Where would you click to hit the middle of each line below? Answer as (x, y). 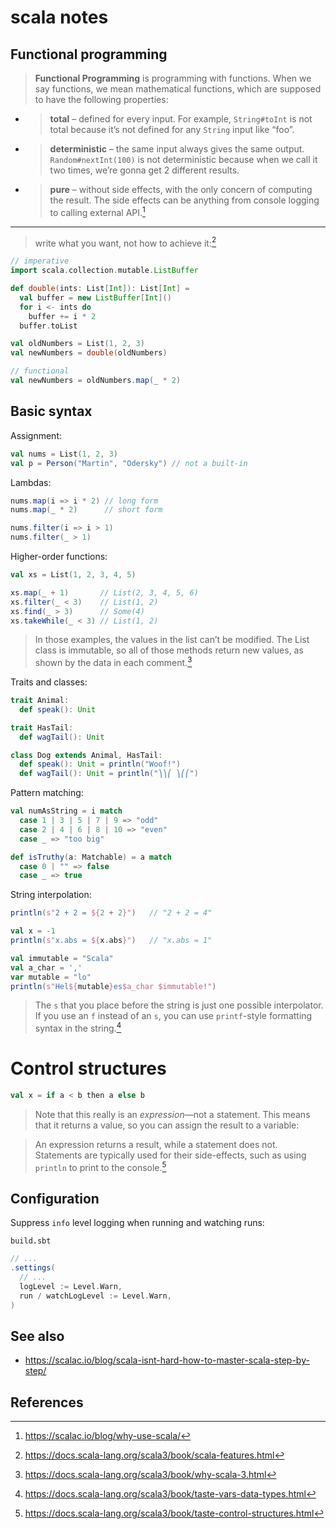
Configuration (55, 1198)
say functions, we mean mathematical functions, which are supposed (178, 89)
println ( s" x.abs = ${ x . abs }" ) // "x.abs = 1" (111, 941)
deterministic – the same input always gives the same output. (177, 149)
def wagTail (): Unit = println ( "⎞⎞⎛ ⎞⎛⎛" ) (109, 774)
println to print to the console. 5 (100, 1166)
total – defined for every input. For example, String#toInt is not (181, 119)
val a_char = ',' (46, 967)
